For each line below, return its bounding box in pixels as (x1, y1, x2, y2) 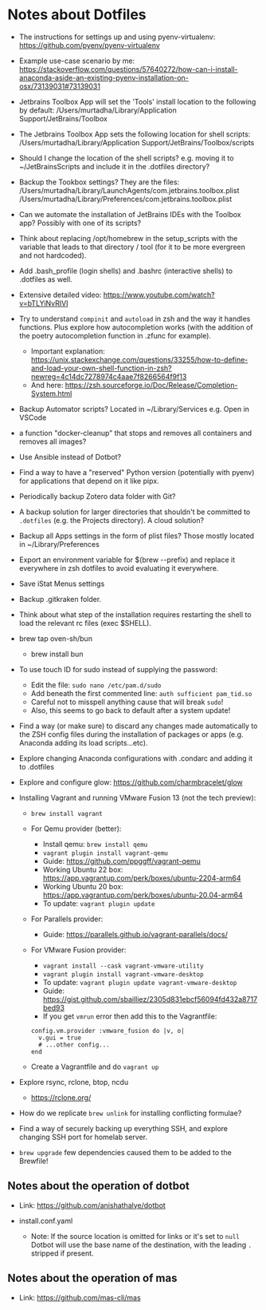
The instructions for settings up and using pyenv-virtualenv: (18, 32, 216, 42)
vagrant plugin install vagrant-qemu (42, 849, 168, 857)
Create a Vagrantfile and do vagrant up (30, 1062, 159, 1071)
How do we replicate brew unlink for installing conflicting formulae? (18, 1108, 242, 1118)
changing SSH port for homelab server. (18, 1132, 148, 1142)
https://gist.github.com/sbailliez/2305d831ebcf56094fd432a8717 (42, 994, 258, 1003)
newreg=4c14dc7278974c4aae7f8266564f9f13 (30, 371, 187, 381)
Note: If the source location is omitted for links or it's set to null (30, 1231, 240, 1241)
